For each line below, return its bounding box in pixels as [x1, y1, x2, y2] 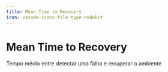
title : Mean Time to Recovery [6, 8, 82, 15]
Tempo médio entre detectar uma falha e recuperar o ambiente [6, 60, 162, 67]
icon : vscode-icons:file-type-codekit [6, 14, 103, 20]
